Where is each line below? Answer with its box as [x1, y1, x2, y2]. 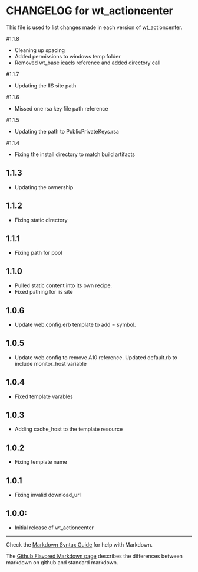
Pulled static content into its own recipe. [14, 282, 113, 289]
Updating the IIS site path [14, 82, 77, 89]
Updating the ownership [14, 183, 74, 190]
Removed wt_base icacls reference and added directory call [14, 59, 161, 66]
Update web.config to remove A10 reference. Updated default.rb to [14, 353, 178, 361]
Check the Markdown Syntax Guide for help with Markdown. [6, 541, 153, 548]
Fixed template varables [14, 393, 73, 400]
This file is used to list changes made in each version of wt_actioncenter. [6, 24, 183, 31]
